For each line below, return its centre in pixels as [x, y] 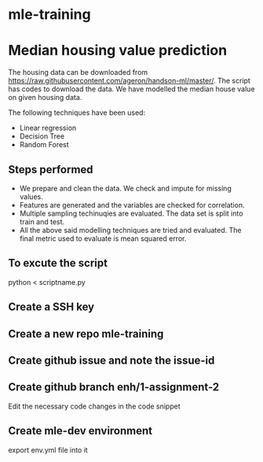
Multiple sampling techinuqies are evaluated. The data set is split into [131, 213]
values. [31, 196]
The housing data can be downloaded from [78, 72]
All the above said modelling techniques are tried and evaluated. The [130, 230]
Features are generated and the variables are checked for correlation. [132, 205]
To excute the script [58, 263]
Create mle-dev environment [80, 431]
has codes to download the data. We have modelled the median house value [131, 89]
